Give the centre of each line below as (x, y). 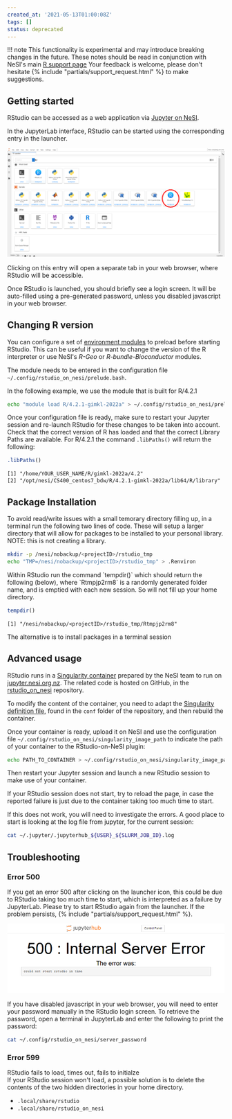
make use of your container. (47, 780)
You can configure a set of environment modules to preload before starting (114, 342)
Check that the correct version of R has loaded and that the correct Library (114, 432)
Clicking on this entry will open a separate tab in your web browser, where (113, 267)
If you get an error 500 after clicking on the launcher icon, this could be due (115, 892)
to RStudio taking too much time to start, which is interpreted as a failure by (115, 899)
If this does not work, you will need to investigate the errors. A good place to (116, 815)
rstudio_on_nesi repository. (46, 690)
